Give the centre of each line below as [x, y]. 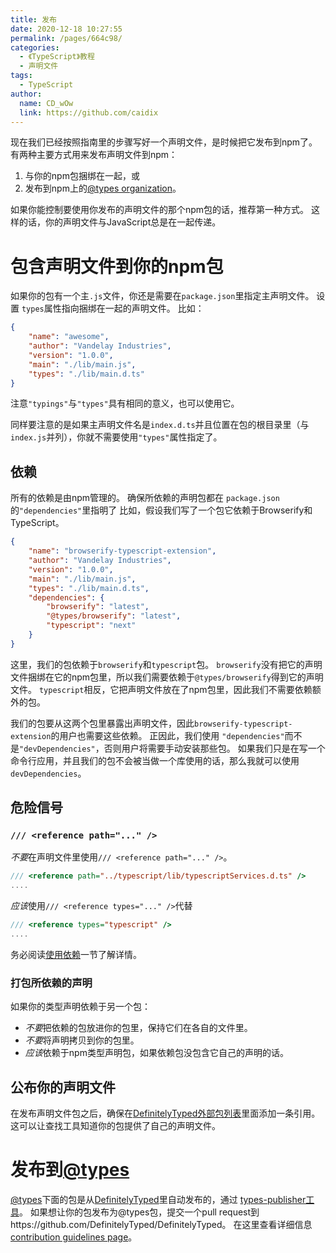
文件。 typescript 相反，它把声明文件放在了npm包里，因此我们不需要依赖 [161, 689]
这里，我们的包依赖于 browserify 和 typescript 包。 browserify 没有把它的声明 [166, 664]
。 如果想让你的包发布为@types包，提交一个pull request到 [139, 1212]
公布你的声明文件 [63, 1087]
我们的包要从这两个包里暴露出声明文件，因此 [102, 723]
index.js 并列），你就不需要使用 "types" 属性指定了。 [116, 437]
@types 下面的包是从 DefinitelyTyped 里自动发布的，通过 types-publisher [158, 1199]
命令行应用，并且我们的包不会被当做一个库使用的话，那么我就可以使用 [155, 760]
